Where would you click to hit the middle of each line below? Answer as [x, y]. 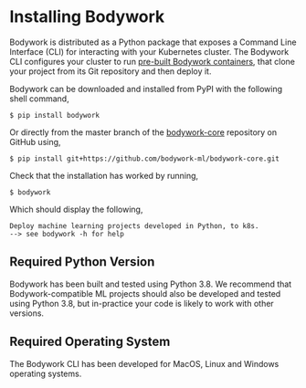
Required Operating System [90, 342]
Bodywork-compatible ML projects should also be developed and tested [145, 293]
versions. [26, 313]
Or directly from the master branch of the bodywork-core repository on [143, 132]
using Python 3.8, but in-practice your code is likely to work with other [142, 303]
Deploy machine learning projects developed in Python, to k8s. [134, 225]
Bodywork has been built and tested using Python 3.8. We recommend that [151, 284]
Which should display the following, [76, 209]
